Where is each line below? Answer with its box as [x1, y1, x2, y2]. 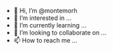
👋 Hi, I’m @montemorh [13, 7, 77, 14]
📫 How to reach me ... [13, 37, 77, 44]
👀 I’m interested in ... [13, 14, 72, 22]
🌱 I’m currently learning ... [13, 21, 87, 29]
